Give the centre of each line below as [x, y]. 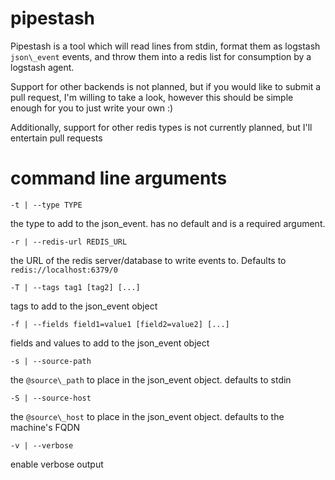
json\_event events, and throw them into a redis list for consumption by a [161, 56]
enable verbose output [57, 464]
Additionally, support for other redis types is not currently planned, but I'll [161, 127]
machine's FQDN [45, 427]
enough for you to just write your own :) [92, 108]
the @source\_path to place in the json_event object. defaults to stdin [151, 379]
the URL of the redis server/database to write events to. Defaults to [148, 260]
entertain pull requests [56, 138]
